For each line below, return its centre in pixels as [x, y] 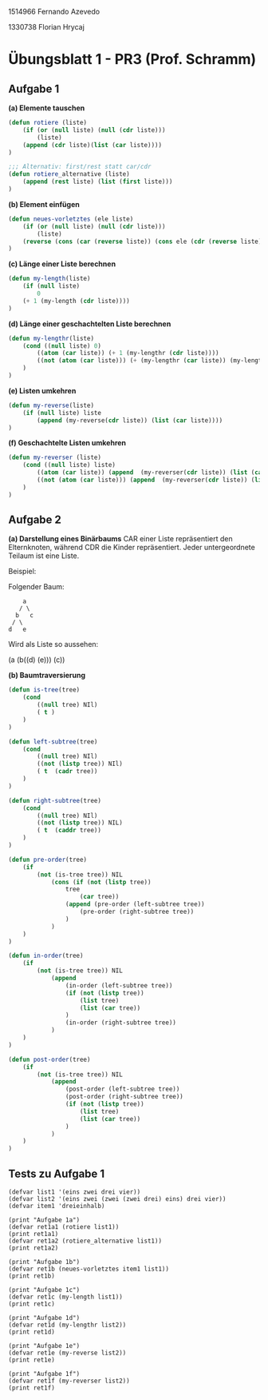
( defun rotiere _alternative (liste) [69, 174]
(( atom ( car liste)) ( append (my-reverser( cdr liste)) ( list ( [146, 473]
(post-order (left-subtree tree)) [122, 1089]
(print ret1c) [32, 1304]
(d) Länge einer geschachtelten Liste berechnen [90, 324]
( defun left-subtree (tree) [53, 742]
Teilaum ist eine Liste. [44, 556]
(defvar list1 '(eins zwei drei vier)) [75, 1192]
